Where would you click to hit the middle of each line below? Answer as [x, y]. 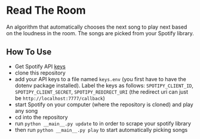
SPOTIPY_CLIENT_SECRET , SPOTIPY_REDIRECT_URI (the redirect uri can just [101, 92]
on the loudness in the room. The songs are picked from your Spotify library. [100, 33]
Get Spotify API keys [40, 66]
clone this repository [40, 73]
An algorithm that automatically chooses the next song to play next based [97, 27]
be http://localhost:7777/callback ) [60, 98]
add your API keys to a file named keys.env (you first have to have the [101, 79]
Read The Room [46, 10]
